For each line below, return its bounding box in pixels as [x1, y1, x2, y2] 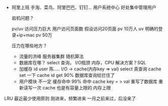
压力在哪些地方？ [11, 43, 47, 49]
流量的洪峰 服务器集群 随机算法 [19, 53, 84, 59]
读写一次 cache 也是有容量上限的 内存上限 [23, 85, 111, 90]
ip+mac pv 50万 [19, 32, 52, 38]
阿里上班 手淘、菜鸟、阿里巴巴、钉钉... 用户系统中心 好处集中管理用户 [11, 5, 156, 10]
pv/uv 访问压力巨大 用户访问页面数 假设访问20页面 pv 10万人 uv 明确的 [11, 26, 159, 32]
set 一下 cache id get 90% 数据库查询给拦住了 [19, 72, 115, 78]
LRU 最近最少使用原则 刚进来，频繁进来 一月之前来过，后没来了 [4, 95, 136, 101]
